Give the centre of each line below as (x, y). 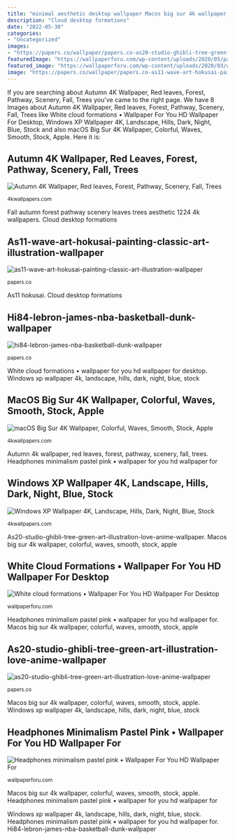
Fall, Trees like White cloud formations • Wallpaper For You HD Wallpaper (113, 114)
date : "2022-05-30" (36, 27)
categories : (24, 33)
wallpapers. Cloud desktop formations (62, 220)
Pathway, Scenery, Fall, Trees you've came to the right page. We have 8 (111, 99)
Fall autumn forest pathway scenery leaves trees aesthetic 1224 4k (104, 212)
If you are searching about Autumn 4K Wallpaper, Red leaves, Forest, (107, 92)
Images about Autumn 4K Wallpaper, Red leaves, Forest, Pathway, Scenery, (116, 107)
